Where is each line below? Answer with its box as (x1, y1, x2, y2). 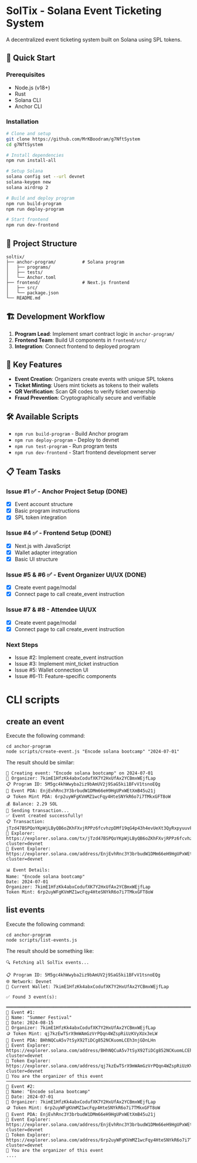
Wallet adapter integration (14, 549, 77, 556)
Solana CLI (14, 96, 41, 103)
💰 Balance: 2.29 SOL (6, 801, 58, 807)
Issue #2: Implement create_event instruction (14, 653, 124, 661)
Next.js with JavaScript (14, 542, 71, 550)
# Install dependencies (6, 152, 64, 158)
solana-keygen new (6, 179, 51, 186)
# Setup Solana (6, 168, 43, 174)
